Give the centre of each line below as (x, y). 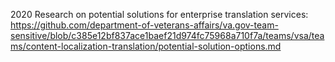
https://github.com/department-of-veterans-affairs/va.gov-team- (144, 25)
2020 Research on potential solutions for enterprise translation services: (159, 14)
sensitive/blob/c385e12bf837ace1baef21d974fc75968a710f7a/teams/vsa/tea (167, 35)
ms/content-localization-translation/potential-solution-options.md (146, 46)
